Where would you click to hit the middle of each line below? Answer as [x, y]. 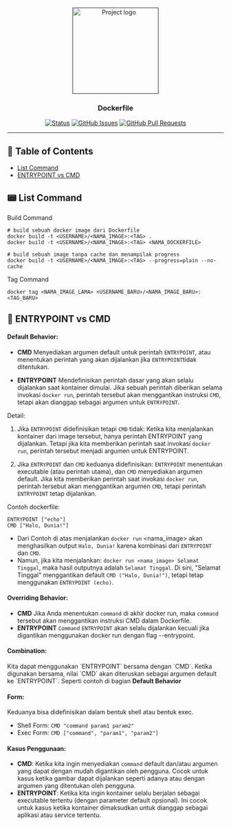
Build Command [30, 217]
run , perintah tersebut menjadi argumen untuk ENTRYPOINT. [103, 451]
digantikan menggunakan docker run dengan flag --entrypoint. [106, 635]
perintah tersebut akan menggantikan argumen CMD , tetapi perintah [111, 486]
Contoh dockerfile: [34, 507]
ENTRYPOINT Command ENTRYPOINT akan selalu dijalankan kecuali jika [113, 627]
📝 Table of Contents [50, 151]
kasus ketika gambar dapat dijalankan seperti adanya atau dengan [111, 778]
